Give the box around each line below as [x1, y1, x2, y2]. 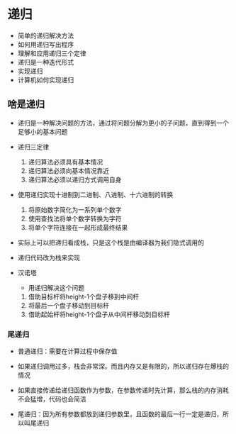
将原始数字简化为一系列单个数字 [28, 205, 122, 213]
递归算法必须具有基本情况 [28, 157, 103, 166]
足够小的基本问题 [17, 127, 68, 135]
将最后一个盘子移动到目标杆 [28, 301, 110, 309]
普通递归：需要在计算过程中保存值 [17, 347, 118, 355]
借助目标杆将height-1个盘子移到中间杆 [28, 292, 140, 301]
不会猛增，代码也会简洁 [17, 395, 86, 404]
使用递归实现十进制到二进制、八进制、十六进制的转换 [17, 190, 174, 199]
